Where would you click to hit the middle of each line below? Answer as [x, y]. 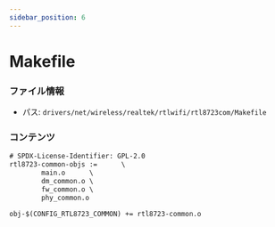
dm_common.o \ [67, 182]
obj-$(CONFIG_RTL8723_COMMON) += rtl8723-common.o [105, 214]
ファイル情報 [37, 91]
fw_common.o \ [67, 189]
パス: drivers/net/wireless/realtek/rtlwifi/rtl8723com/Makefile [144, 112]
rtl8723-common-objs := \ [67, 165]
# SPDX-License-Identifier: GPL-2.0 [77, 157]
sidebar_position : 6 [48, 17]
